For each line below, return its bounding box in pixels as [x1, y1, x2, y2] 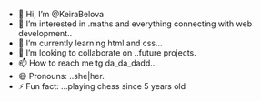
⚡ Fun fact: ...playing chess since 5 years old [17, 81, 186, 91]
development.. [17, 28, 73, 38]
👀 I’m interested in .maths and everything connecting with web [17, 18, 253, 29]
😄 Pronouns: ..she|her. [17, 71, 105, 81]
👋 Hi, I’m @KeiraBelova [17, 9, 105, 19]
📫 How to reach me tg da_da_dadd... [17, 57, 157, 68]
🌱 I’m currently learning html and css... [17, 37, 163, 48]
